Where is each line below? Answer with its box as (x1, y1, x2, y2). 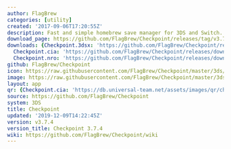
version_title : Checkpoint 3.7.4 (7, 125, 103, 132)
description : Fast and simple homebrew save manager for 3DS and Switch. (7, 29, 223, 36)
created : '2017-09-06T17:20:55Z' (7, 23, 103, 30)
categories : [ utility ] (7, 16, 72, 23)
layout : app (7, 80, 41, 87)
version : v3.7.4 (7, 118, 54, 126)
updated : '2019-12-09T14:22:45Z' (7, 112, 103, 119)
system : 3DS (7, 100, 41, 106)
